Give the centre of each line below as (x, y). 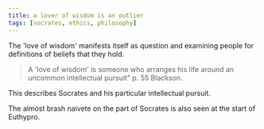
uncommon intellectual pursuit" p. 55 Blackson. (105, 78)
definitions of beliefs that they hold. (66, 54)
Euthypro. (24, 116)
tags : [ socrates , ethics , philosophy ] (72, 23)
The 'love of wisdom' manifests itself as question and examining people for (131, 45)
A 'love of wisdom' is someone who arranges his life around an (131, 69)
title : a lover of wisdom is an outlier (76, 15)
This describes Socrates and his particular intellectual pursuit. (109, 93)
